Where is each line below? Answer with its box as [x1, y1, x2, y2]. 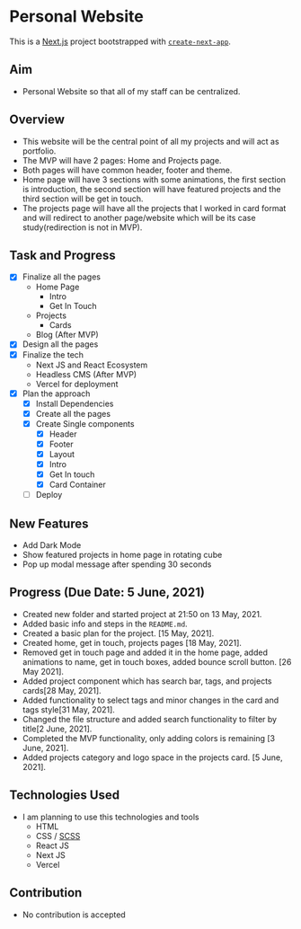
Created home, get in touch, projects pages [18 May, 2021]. [22, 637, 243, 648]
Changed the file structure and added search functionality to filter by [22, 713, 277, 724]
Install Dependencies [35, 398, 114, 409]
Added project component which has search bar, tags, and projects [22, 676, 272, 686]
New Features [9, 516, 89, 531]
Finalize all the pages [22, 271, 102, 282]
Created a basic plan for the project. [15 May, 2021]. [22, 627, 215, 639]
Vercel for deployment [35, 378, 119, 389]
